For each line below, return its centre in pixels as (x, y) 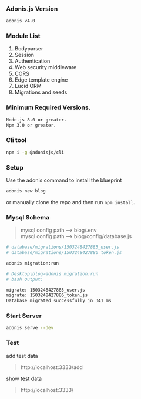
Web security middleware (46, 67)
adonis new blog (26, 191)
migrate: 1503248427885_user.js (46, 290)
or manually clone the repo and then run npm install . (70, 202)
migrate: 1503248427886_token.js (47, 295)
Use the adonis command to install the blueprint (64, 180)
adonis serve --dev (30, 328)
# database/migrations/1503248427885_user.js (63, 247)
